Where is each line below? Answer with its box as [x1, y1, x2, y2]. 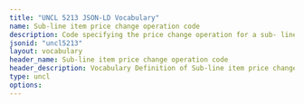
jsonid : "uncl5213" [9, 38, 83, 48]
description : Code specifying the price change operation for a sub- [9, 30, 278, 39]
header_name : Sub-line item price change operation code [9, 55, 229, 64]
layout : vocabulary [9, 47, 83, 56]
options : [9, 80, 43, 90]
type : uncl [9, 72, 51, 81]
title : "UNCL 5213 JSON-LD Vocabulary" [9, 13, 160, 23]
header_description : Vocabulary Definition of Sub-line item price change [9, 64, 298, 73]
